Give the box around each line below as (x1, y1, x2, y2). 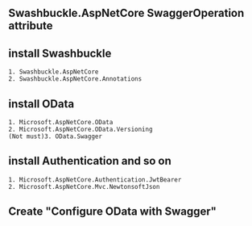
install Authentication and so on (8, 154, 171, 168)
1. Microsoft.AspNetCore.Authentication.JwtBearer (8, 175, 182, 184)
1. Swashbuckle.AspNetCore (8, 68, 99, 76)
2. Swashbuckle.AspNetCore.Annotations (8, 75, 143, 83)
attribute (8, 19, 53, 33)
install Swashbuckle (8, 46, 112, 60)
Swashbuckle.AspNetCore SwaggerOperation (8, 6, 245, 20)
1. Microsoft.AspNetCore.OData (8, 119, 114, 127)
